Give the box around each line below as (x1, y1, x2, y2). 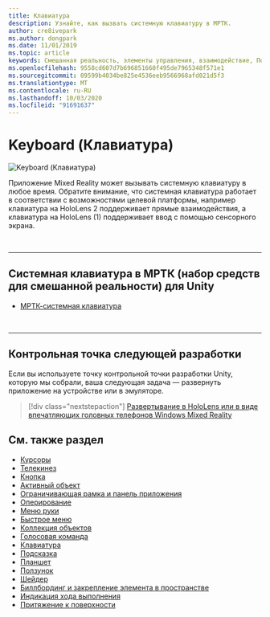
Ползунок (19, 566, 54, 575)
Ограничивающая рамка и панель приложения (19, 488, 182, 498)
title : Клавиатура (8, 11, 70, 20)
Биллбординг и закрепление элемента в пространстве (19, 582, 210, 592)
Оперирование (19, 497, 72, 507)
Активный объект (19, 480, 80, 490)
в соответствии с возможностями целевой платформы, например (8, 195, 235, 205)
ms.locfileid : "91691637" (8, 101, 95, 109)
